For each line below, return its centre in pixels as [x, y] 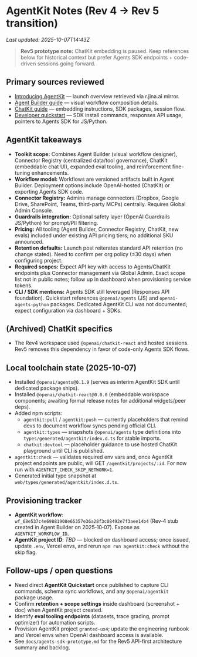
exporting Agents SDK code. [49, 191]
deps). [22, 407]
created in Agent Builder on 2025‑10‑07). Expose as [77, 527]
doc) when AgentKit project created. [59, 610]
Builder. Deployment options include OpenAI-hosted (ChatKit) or [92, 185]
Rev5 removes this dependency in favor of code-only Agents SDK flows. [102, 349]
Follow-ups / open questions [60, 571]
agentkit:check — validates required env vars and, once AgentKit [94, 457]
